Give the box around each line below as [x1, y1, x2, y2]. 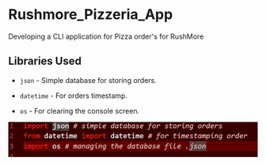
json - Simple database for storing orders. [19, 75, 157, 84]
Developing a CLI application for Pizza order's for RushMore [8, 32, 204, 41]
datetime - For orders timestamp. [19, 91, 128, 100]
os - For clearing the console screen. [19, 106, 140, 115]
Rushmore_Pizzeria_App [8, 6, 173, 24]
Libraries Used [8, 54, 82, 68]
